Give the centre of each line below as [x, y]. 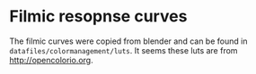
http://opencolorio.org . [52, 60]
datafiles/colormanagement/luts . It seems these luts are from [124, 50]
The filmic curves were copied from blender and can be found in [128, 41]
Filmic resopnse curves [98, 16]
